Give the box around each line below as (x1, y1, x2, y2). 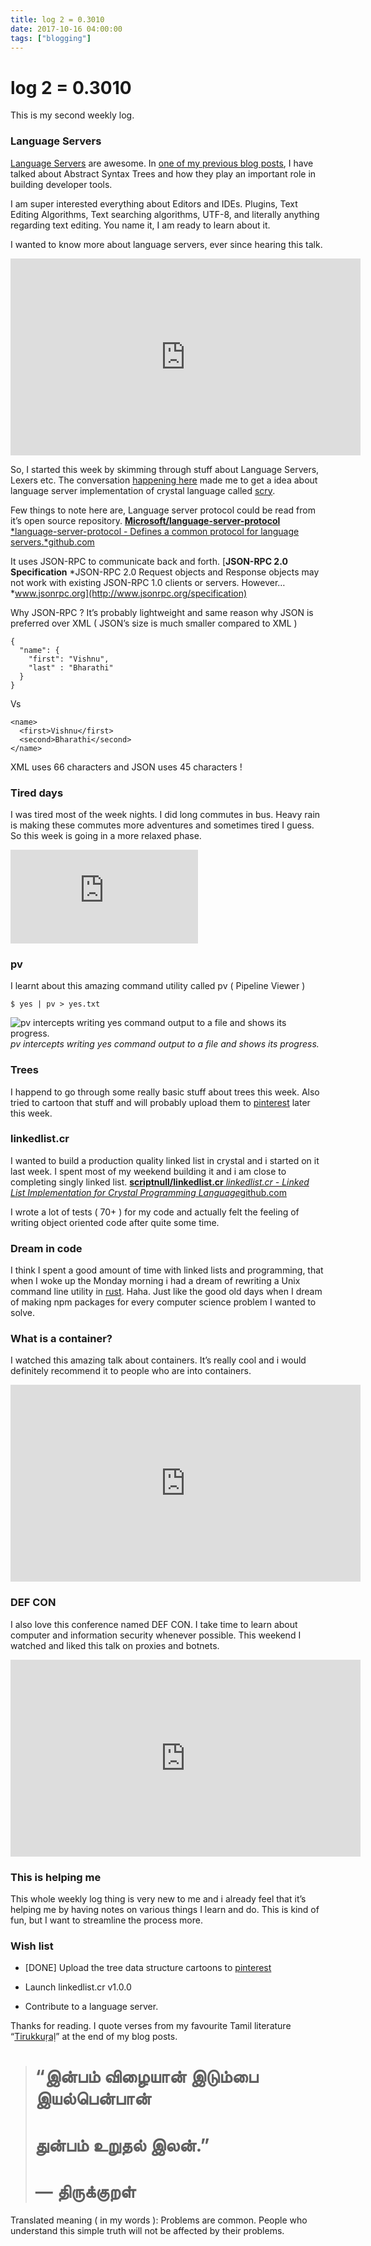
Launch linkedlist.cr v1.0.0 (24, 1981, 132, 1993)
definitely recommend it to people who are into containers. (10, 1365, 252, 1377)
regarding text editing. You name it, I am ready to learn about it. (10, 219, 271, 231)
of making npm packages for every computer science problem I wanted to (10, 1296, 317, 1308)
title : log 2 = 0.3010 (10, 14, 105, 25)
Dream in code (10, 1241, 83, 1255)
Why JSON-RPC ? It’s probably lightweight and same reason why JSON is (10, 606, 314, 618)
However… (241, 576, 286, 588)
